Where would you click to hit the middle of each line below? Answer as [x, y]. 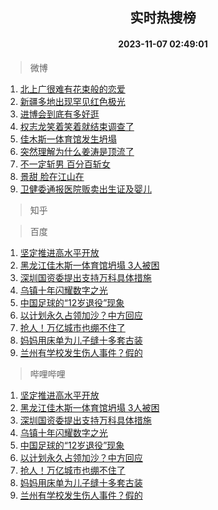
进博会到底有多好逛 [59, 114]
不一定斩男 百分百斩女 [65, 164]
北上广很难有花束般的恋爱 [72, 89]
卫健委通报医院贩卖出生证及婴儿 [85, 189]
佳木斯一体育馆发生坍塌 [68, 139]
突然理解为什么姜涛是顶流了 [77, 151]
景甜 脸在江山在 [52, 176]
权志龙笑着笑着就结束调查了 [77, 126]
